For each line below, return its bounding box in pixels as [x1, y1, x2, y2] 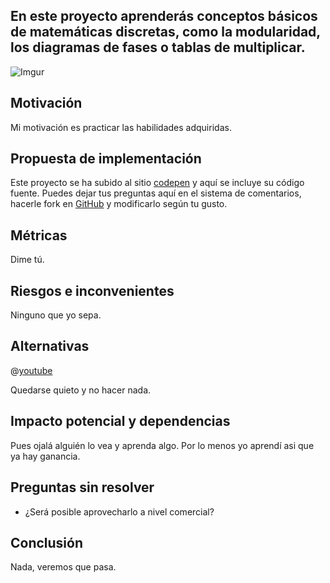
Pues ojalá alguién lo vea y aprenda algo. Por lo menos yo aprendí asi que [10, 439, 315, 451]
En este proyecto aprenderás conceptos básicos [10, 8, 318, 25]
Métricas [10, 227, 68, 244]
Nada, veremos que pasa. [10, 561, 117, 573]
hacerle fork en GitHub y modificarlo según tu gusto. [10, 198, 228, 210]
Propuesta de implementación [10, 150, 202, 168]
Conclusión [10, 534, 84, 551]
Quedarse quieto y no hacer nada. [10, 384, 152, 396]
